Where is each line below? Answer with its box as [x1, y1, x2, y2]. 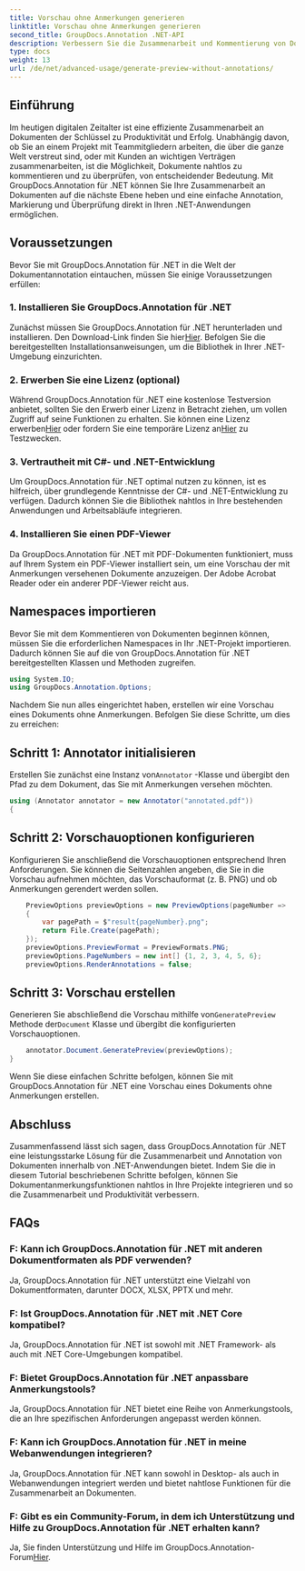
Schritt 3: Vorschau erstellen [9, 986, 176, 1001]
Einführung [9, 97, 74, 114]
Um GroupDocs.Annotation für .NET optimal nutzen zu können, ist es [9, 476, 267, 487]
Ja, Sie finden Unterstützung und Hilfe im [9, 1542, 164, 1553]
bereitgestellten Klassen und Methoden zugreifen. [9, 656, 197, 668]
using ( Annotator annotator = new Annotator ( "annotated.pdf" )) [9, 796, 254, 806]
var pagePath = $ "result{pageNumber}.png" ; [42, 917, 209, 927]
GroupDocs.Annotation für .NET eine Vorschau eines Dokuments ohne [9, 1081, 272, 1092]
